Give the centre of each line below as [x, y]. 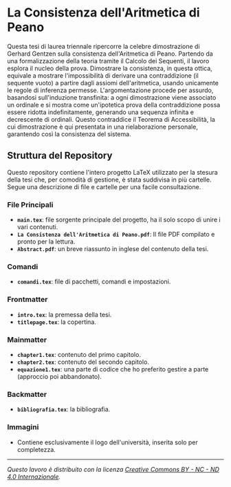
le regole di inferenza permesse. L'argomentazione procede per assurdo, [110, 90]
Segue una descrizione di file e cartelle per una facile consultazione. [104, 186]
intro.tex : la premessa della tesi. [64, 314]
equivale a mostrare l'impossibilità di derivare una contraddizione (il [103, 75]
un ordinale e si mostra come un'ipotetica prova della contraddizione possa [114, 105]
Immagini [23, 427]
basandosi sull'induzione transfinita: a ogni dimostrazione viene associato [112, 97]
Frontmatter [27, 299]
